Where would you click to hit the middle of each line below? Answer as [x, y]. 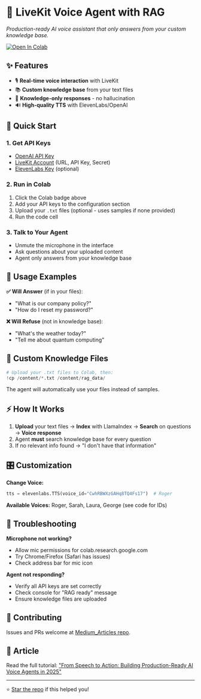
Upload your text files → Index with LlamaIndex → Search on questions [103, 427]
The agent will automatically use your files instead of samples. [83, 389]
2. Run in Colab [28, 184]
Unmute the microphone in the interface [64, 245]
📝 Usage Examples [42, 277]
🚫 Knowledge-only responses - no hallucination [75, 98]
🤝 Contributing [34, 618]
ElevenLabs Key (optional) [47, 169]
